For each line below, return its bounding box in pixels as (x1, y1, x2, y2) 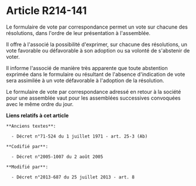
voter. (6, 53, 20, 60)
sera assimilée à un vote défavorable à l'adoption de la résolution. (6, 77, 164, 84)
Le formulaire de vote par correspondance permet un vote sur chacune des (6, 23, 188, 30)
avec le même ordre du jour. (6, 100, 74, 107)
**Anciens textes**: (6, 123, 57, 129)
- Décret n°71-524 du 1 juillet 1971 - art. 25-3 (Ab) (11, 133, 148, 139)
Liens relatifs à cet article (6, 112, 69, 119)
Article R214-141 (6, 4, 87, 17)
